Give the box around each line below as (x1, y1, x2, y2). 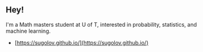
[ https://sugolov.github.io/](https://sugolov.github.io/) (14, 39, 149, 46)
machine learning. (5, 27, 51, 34)
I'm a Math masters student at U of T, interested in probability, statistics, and (5, 21, 197, 28)
